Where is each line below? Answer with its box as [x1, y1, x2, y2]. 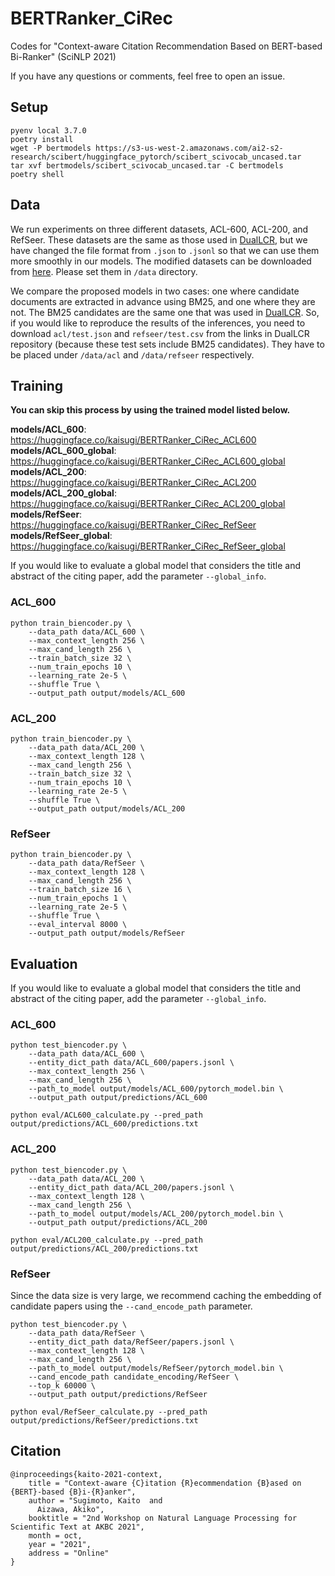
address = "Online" [28, 1548, 110, 1558]
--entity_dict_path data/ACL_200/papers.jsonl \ [28, 1182, 235, 1192]
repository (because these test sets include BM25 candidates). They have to [10, 338, 325, 350]
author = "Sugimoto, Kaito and [28, 1495, 163, 1506]
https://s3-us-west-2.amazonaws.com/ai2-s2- [95, 143, 284, 153]
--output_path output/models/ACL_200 [28, 803, 186, 814]
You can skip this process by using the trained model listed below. [10, 404, 291, 416]
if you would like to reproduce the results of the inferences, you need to [10, 317, 306, 329]
